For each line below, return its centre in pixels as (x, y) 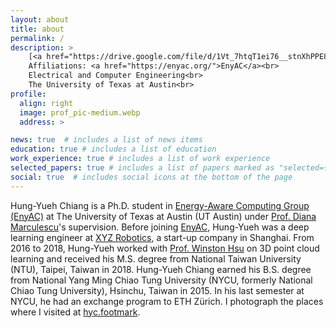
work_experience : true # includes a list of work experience (140, 159)
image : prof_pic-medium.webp (80, 112)
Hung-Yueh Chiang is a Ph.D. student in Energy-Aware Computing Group (160, 205)
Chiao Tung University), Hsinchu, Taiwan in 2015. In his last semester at (157, 290)
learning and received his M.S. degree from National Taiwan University (156, 258)
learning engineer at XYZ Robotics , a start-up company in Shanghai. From (162, 237)
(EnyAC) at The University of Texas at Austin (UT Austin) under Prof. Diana (163, 216)
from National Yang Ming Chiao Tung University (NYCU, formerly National (161, 280)
